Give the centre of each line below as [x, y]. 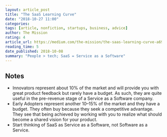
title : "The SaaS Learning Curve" [41, 14]
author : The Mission [27, 33]
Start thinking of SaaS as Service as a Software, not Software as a [80, 125]
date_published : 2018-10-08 [34, 51]
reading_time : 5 [22, 47]
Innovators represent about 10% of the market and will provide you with [85, 88]
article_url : [19, 42]
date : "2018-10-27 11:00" [32, 19]
